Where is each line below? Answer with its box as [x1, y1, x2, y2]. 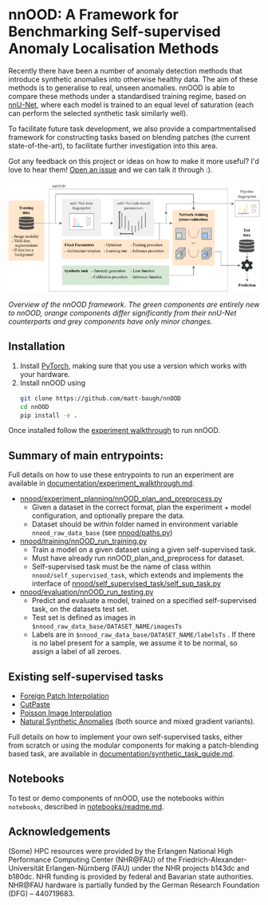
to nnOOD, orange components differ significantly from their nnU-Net [8, 308, 237, 317]
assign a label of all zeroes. [31, 647, 122, 657]
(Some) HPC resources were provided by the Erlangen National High [8, 846, 234, 855]
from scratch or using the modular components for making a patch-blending [8, 740, 259, 750]
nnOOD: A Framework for [8, 6, 179, 24]
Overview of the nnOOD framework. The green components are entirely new [8, 300, 260, 309]
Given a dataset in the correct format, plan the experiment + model [31, 502, 251, 512]
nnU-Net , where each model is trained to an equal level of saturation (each [8, 100, 254, 109]
